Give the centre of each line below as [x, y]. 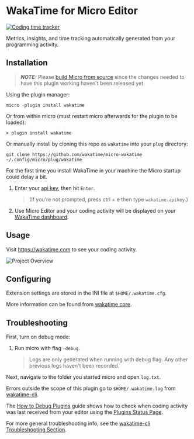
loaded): [16, 122]
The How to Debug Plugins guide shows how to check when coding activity [97, 406]
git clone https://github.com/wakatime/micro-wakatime [74, 154]
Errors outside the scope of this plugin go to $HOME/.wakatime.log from [91, 388]
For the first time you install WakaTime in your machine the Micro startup [93, 170]
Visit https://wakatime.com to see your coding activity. [72, 249]
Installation [27, 63]
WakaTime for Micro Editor [72, 11]
